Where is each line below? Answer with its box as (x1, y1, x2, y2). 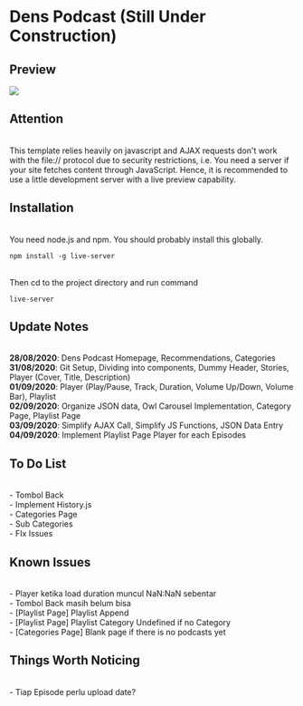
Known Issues (9, 555, 91, 570)
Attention (9, 111, 63, 127)
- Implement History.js (9, 499, 92, 510)
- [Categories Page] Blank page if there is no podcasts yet (9, 627, 226, 638)
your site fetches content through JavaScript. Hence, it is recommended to (9, 164, 288, 175)
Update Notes (9, 319, 89, 334)
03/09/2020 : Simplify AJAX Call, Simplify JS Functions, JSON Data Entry (9, 420, 284, 431)
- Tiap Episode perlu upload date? (9, 686, 137, 697)
